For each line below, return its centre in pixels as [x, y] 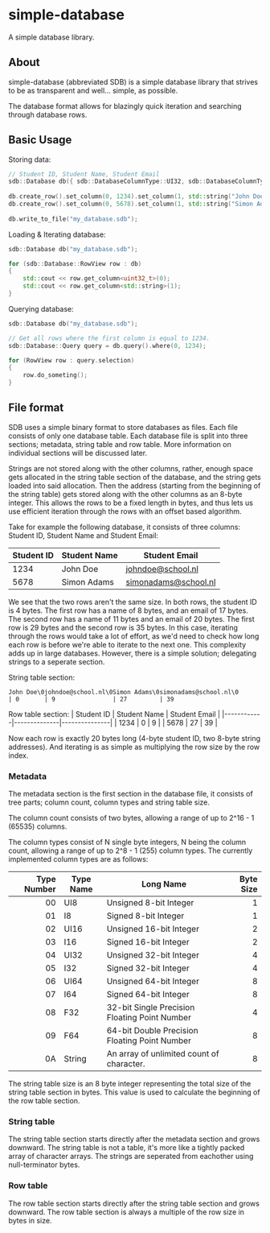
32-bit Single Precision [151, 1008]
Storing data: [30, 159]
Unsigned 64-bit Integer [153, 982]
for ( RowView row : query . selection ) [72, 360]
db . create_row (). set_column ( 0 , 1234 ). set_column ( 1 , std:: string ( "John [129, 197]
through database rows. [48, 114]
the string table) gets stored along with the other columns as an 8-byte [125, 494]
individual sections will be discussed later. [78, 453]
